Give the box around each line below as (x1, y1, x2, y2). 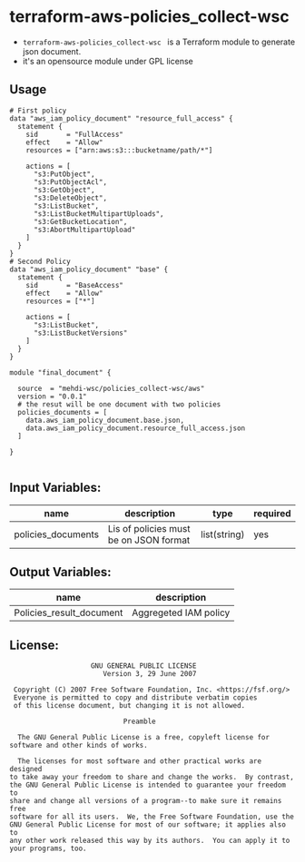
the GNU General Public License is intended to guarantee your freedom (9, 780, 286, 790)
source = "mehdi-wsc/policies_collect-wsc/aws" (17, 384, 205, 393)
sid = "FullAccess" (25, 130, 124, 139)
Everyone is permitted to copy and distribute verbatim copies (13, 693, 258, 702)
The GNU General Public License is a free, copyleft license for (17, 733, 271, 742)
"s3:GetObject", (33, 185, 95, 194)
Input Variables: (9, 480, 102, 495)
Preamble (123, 717, 156, 727)
